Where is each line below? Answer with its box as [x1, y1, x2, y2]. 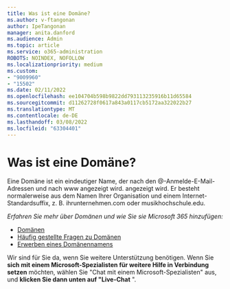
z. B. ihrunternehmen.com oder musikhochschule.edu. [51, 199, 206, 207]
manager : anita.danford [7, 29, 76, 36]
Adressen [7, 185, 34, 193]
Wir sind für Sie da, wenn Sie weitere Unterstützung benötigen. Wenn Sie [7, 253, 214, 262]
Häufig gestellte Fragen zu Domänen [16, 233, 122, 241]
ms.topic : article [7, 42, 60, 49]
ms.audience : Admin [7, 36, 63, 43]
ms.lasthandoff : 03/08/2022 [7, 118, 88, 126]
